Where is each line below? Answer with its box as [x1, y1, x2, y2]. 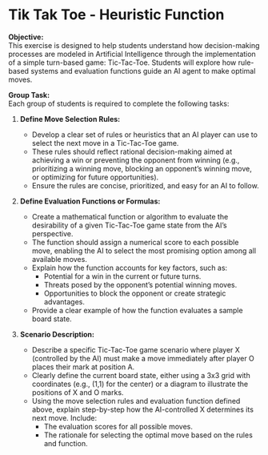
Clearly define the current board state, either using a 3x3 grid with [31, 370, 250, 380]
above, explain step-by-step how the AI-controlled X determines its [31, 405, 254, 414]
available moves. [31, 254, 88, 264]
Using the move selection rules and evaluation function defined [31, 396, 241, 405]
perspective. [31, 228, 74, 238]
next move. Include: [31, 413, 98, 422]
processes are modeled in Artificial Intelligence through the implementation [8, 49, 256, 58]
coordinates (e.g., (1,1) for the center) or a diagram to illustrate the [31, 379, 249, 389]
